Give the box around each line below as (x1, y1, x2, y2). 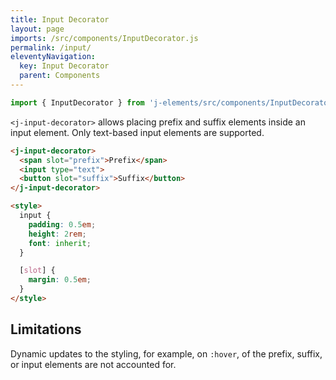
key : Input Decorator (19, 61, 110, 71)
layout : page (10, 24, 65, 34)
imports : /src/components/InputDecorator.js (10, 33, 199, 43)
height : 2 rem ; (28, 229, 87, 239)
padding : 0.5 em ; (28, 219, 97, 230)
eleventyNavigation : (10, 52, 97, 62)
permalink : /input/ (10, 42, 92, 53)
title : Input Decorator (10, 14, 110, 25)
